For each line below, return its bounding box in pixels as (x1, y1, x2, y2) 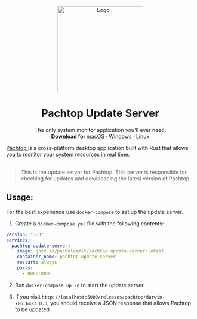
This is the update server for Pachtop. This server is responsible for (20, 168, 187, 176)
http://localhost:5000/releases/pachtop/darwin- (41, 294, 165, 300)
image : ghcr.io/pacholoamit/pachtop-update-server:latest (17, 248, 164, 254)
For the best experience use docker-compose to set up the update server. (6, 208, 184, 215)
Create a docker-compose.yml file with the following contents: (14, 219, 164, 227)
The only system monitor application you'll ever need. (34, 126, 167, 133)
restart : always (17, 260, 58, 266)
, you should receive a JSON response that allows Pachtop (47, 299, 192, 306)
